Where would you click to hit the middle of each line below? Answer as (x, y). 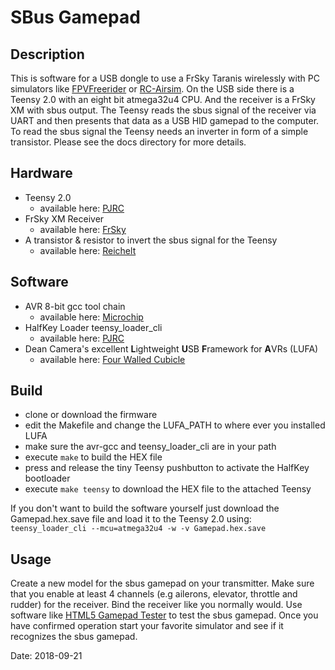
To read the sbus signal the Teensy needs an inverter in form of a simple (159, 131)
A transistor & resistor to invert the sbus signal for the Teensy (151, 240)
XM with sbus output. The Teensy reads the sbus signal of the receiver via (163, 110)
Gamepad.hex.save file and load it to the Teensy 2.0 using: (131, 519)
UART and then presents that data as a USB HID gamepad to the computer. (165, 120)
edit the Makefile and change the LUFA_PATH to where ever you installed (175, 425)
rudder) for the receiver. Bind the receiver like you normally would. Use (156, 605)
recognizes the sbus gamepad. (74, 637)
